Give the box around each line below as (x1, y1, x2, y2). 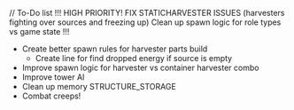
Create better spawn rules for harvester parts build (21, 43, 208, 54)
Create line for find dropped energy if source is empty (35, 53, 233, 63)
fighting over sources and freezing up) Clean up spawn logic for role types (9, 17, 282, 27)
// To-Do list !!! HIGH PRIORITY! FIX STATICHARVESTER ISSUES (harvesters (9, 8, 285, 18)
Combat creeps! (21, 90, 81, 101)
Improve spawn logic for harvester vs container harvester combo (21, 62, 259, 73)
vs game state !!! (9, 27, 70, 36)
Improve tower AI (21, 72, 85, 82)
